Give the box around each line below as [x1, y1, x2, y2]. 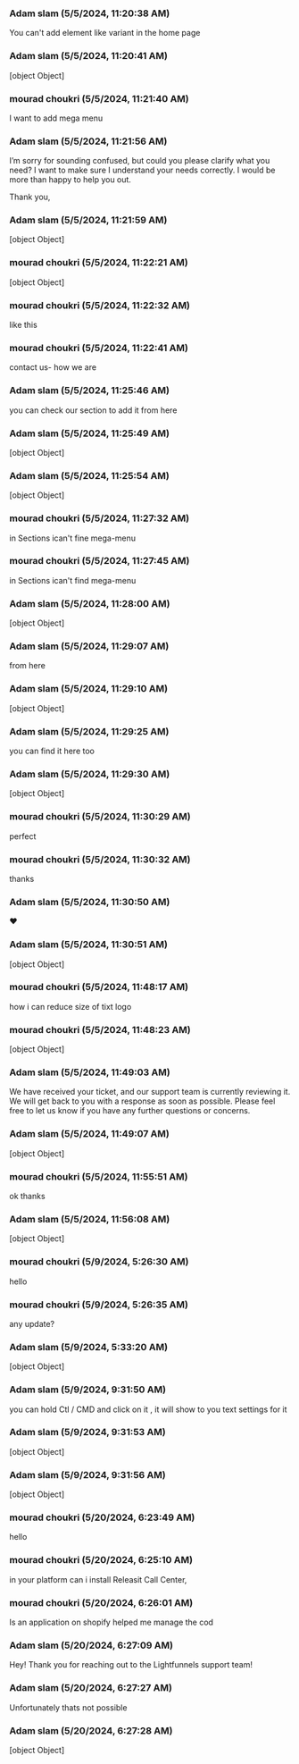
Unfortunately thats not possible [9, 1701, 128, 1713]
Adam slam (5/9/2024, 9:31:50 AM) [9, 1383, 167, 1396]
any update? [9, 1318, 55, 1329]
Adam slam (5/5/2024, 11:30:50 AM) [9, 895, 170, 908]
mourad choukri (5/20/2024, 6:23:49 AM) [9, 1511, 195, 1524]
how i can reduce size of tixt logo [9, 1001, 132, 1012]
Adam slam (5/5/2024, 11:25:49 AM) [9, 427, 170, 440]
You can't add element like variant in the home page [9, 28, 201, 38]
